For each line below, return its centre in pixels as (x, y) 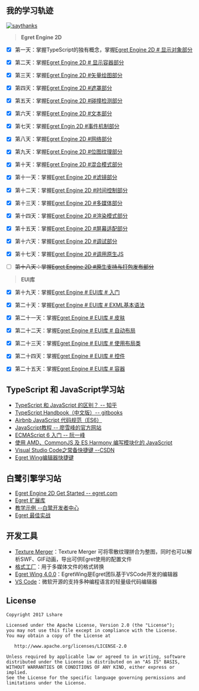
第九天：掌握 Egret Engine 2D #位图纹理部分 (68, 152)
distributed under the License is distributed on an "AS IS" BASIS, (93, 662)
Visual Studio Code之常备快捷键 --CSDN (65, 450)
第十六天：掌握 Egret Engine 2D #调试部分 (66, 241)
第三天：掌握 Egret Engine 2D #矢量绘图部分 (68, 75)
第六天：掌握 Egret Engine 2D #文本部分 (63, 113)
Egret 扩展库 (30, 500)
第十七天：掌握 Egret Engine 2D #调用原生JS (69, 254)
